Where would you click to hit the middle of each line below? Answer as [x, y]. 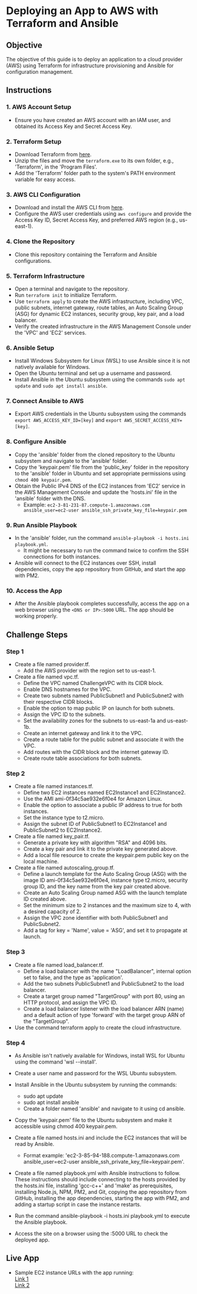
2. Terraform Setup [34, 141]
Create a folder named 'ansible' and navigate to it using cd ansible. [104, 1108]
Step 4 [16, 1043]
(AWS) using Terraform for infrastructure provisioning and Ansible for [90, 65]
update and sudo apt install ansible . [61, 386]
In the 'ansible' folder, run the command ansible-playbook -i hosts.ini [102, 538]
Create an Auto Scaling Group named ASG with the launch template [105, 893]
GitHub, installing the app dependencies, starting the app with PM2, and [102, 1198]
